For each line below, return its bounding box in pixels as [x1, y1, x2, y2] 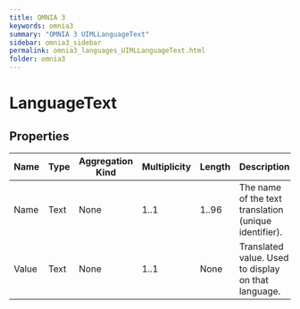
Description [238, 161, 290, 172]
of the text [238, 193, 283, 205]
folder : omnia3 [9, 54, 66, 63]
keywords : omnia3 [9, 21, 74, 30]
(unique [238, 215, 272, 227]
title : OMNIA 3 [9, 13, 66, 22]
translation [238, 204, 284, 215]
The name [238, 181, 282, 193]
